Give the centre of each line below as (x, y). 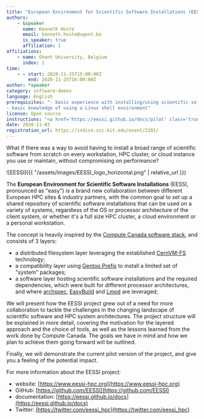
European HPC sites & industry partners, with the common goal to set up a (99, 197)
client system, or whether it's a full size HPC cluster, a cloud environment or (101, 216)
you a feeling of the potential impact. (52, 360)
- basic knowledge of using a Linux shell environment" (78, 108)
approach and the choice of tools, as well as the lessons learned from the (98, 329)
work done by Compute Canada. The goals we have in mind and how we (97, 336)
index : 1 (33, 63)
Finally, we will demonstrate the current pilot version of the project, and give (101, 354)
